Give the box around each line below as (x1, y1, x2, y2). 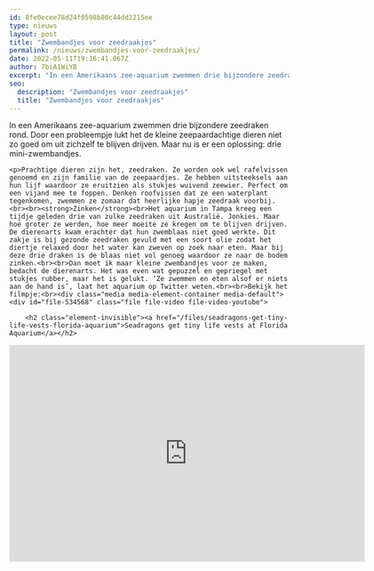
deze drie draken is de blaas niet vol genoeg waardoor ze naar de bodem (9, 251, 289, 261)
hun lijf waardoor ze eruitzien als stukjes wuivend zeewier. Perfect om (9, 181, 289, 190)
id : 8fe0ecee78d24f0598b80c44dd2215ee (9, 12, 153, 22)
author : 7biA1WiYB (9, 63, 77, 72)
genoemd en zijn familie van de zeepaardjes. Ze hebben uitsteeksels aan (9, 173, 289, 182)
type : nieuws (9, 21, 58, 30)
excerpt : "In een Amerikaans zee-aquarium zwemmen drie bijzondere (9, 71, 265, 80)
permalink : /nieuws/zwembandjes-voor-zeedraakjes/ (9, 46, 201, 55)
